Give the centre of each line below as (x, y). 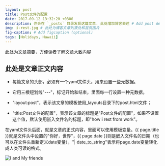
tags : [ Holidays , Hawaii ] (31, 37)
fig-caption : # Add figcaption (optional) (49, 33)
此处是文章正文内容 (34, 69)
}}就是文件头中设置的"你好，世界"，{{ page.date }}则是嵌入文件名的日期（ (80, 135)
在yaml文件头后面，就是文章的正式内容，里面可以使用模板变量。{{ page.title (82, 130)
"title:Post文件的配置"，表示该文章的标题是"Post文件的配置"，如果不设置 (85, 113)
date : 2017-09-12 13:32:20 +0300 (39, 19)
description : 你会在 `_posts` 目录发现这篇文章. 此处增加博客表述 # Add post (79, 23)
